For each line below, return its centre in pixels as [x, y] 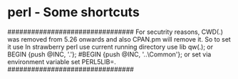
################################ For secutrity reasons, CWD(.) [115, 32]
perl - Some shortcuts [74, 12]
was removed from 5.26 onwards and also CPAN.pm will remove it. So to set [119, 39]
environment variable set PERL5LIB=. [62, 61]
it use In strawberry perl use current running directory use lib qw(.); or [110, 47]
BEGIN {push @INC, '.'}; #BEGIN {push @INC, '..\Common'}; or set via [109, 54]
